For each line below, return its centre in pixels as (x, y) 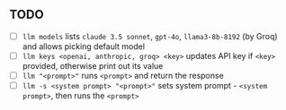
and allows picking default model (84, 46)
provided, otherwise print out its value (93, 65)
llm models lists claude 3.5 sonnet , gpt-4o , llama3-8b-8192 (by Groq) (150, 36)
